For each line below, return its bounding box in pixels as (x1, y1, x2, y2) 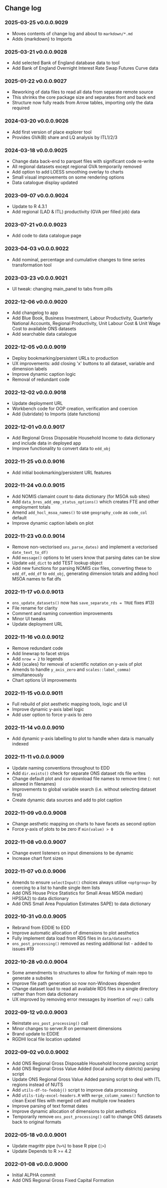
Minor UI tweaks (12, 616, 46, 622)
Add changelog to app (12, 310, 58, 316)
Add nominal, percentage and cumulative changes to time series (12, 256, 145, 262)
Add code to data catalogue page (12, 233, 81, 239)
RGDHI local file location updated (12, 1036, 81, 1043)
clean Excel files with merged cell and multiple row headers (12, 1097, 135, 1103)
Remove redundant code (12, 645, 63, 651)
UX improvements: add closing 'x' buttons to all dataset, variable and (12, 360, 154, 366)
